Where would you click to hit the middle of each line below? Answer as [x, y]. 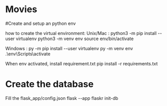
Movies [21, 9]
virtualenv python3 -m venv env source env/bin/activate [75, 39]
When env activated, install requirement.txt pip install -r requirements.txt [82, 63]
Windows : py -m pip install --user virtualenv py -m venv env [69, 48]
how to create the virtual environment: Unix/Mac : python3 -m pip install [81, 33]
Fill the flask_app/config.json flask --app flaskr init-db [62, 98]
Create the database [50, 84]
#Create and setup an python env [41, 23]
